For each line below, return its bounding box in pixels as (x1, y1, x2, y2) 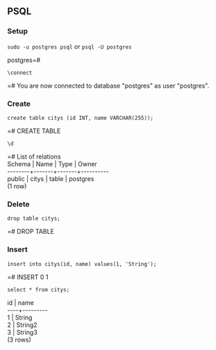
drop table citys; (7, 215, 60, 222)
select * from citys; (7, 286, 70, 293)
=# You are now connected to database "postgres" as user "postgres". (7, 81, 210, 90)
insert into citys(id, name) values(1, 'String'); (7, 260, 157, 267)
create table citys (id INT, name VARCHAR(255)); (7, 114, 154, 121)
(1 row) (7, 182, 27, 190)
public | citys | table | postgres (7, 174, 94, 183)
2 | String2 (7, 320, 38, 329)
